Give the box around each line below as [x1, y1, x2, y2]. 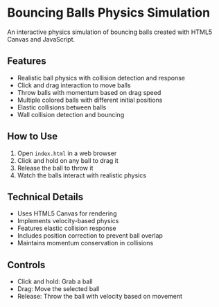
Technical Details [7, 191, 84, 202]
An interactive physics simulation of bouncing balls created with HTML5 [7, 28, 213, 36]
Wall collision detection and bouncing [17, 110, 125, 119]
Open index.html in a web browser [17, 149, 117, 157]
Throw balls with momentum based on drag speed [17, 88, 161, 96]
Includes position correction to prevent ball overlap [17, 231, 163, 240]
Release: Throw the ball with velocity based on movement [17, 292, 182, 301]
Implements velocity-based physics [17, 217, 119, 225]
